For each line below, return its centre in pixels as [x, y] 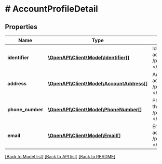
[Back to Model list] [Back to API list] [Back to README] [60, 157]
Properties [21, 27]
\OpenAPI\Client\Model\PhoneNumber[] [95, 110]
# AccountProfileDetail [52, 9]
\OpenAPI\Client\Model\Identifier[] [89, 58]
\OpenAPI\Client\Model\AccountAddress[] [98, 83]
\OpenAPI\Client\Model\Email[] [84, 135]
